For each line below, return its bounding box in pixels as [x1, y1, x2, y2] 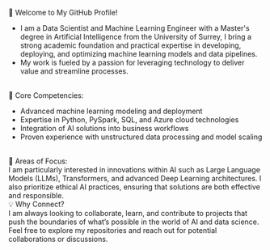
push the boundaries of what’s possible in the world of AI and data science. [8, 217, 259, 227]
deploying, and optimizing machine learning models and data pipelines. [19, 49, 258, 58]
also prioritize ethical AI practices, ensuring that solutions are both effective [8, 182, 260, 192]
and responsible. [8, 191, 65, 200]
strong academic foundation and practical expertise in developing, [19, 40, 242, 50]
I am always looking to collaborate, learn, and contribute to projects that [8, 209, 248, 218]
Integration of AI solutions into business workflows [19, 124, 189, 133]
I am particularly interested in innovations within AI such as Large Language [8, 165, 261, 174]
